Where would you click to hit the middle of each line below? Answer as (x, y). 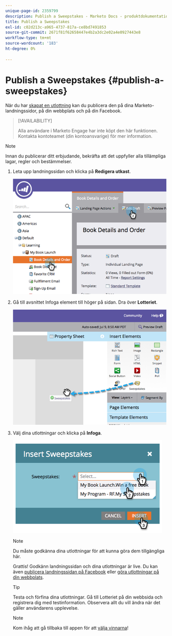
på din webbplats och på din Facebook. (80, 111)
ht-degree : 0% (20, 49)
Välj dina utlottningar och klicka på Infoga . (57, 433)
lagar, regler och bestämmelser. (39, 161)
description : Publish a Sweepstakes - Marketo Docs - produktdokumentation (88, 16)
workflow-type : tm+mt (28, 38)
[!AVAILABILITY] (35, 121)
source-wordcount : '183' (32, 44)
